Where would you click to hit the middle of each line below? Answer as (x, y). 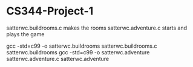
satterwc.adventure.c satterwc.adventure (58, 59)
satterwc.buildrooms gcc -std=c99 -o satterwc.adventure (78, 52)
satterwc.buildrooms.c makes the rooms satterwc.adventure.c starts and (97, 28)
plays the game (25, 34)
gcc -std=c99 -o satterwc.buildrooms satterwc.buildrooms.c (82, 46)
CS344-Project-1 (50, 11)
